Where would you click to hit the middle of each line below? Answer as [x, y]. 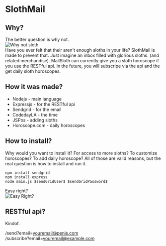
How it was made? [34, 87]
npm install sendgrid [28, 173]
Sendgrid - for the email [37, 109]
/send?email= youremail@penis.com [42, 233]
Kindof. [12, 224]
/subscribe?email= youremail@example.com [50, 239]
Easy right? [17, 191]
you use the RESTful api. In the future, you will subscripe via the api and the [83, 66]
